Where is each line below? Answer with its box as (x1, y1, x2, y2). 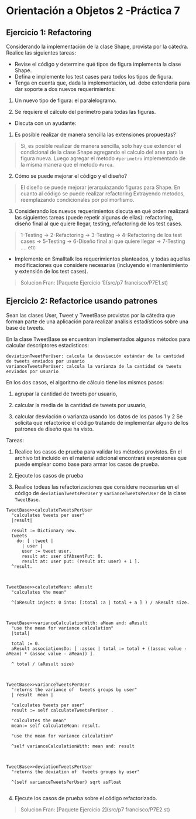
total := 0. (11, 641, 41, 647)
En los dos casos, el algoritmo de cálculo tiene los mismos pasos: (6, 378, 164, 385)
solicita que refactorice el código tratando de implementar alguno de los (14, 419, 189, 426)
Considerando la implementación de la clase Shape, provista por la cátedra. (6, 43, 188, 50)
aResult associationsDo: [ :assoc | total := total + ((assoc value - (11, 645, 187, 652)
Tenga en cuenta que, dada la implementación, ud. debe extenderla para (14, 79, 190, 86)
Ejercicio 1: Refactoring (6, 28, 92, 38)
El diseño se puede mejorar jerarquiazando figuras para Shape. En (20, 184, 181, 191)
